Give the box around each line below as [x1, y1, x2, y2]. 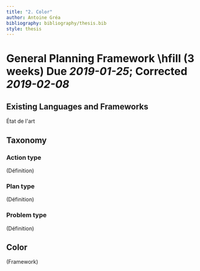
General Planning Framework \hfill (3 [6, 52, 195, 65]
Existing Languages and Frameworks [6, 101, 149, 112]
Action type [6, 153, 42, 162]
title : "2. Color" [6, 8, 53, 15]
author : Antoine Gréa [6, 15, 61, 21]
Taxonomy [6, 135, 47, 145]
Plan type [6, 182, 35, 191]
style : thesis [6, 25, 42, 32]
